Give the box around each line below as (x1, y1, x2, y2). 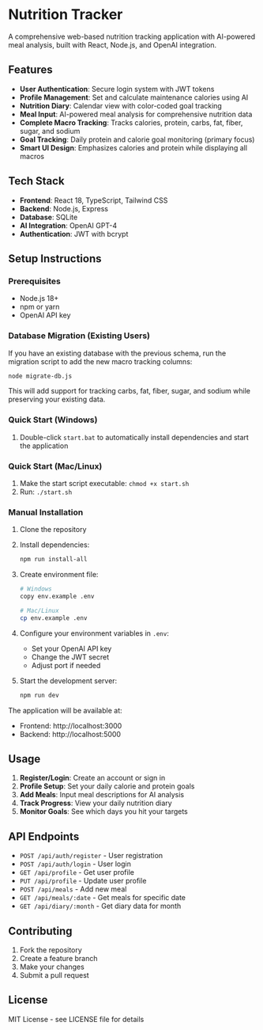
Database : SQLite (19, 212, 78, 222)
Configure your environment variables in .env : (19, 628, 170, 638)
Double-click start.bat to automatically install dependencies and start (19, 432, 249, 442)
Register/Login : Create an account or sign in (19, 773, 166, 783)
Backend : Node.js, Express (19, 203, 109, 213)
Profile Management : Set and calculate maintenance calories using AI (19, 93, 249, 102)
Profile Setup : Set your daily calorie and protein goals (19, 781, 195, 791)
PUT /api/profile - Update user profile (19, 876, 147, 886)
